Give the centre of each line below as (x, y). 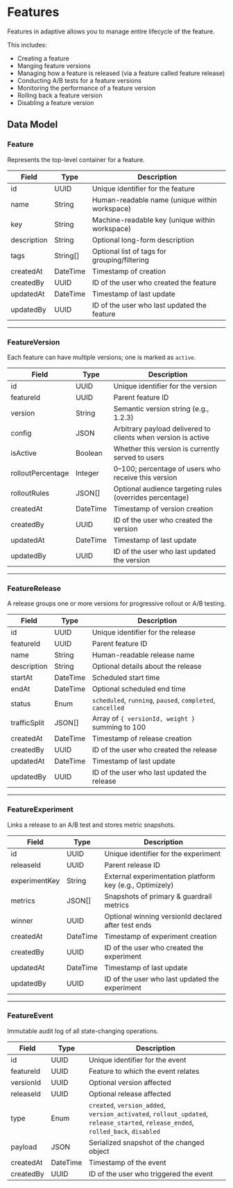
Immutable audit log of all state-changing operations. (83, 1031)
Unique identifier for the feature (144, 189)
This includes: (27, 45)
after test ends (128, 925)
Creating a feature (43, 58)
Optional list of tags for (129, 251)
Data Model (33, 125)
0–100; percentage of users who (167, 468)
